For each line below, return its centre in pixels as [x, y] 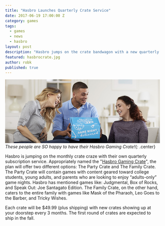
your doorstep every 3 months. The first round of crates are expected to [78, 213]
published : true [22, 67]
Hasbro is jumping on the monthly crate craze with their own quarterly [76, 156]
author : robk [18, 62]
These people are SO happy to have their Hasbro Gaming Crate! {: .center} [80, 147]
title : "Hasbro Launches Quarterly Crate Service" [58, 10]
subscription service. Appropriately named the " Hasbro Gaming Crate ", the [81, 161]
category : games [22, 21]
